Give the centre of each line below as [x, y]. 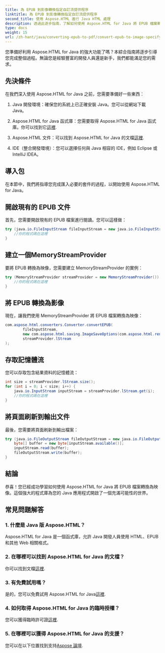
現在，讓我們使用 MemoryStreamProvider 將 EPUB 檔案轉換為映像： [74, 316]
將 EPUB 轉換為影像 [35, 303]
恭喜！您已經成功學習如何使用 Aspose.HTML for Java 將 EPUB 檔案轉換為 [79, 487]
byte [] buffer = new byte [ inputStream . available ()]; [69, 444]
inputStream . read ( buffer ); [41, 448]
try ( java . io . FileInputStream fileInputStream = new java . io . [70, 229]
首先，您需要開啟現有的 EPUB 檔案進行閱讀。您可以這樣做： [66, 220]
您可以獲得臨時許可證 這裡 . [32, 620]
